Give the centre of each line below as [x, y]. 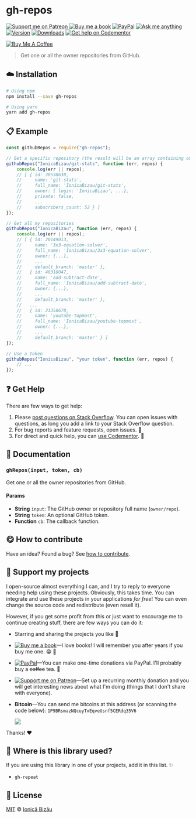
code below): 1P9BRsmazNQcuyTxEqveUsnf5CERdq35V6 [76, 710]
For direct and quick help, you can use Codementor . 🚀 [79, 436]
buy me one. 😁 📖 [35, 651]
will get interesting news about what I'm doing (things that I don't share [100, 686]
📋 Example [27, 131]
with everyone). [33, 693]
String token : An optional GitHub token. [62, 515]
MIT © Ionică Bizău [29, 809]
